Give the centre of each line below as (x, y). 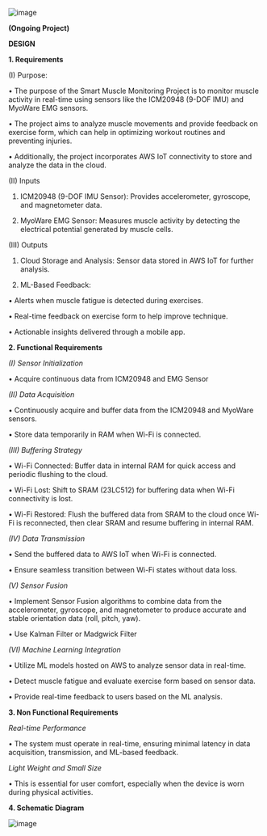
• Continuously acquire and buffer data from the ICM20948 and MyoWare (131, 410)
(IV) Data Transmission (47, 538)
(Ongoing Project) (39, 28)
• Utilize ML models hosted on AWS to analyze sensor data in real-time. (127, 665)
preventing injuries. (40, 141)
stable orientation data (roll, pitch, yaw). (75, 618)
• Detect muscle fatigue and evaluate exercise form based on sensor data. (132, 681)
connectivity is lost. (41, 498)
